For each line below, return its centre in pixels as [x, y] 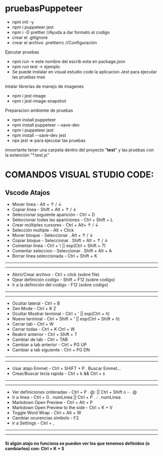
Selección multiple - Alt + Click [43, 230]
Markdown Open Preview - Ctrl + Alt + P [52, 402]
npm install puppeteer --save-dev [46, 125]
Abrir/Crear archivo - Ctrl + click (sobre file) [56, 274]
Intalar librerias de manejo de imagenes [44, 86]
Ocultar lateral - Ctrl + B [36, 303]
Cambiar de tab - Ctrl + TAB [40, 339]
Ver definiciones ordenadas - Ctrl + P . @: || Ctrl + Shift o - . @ [74, 392]
